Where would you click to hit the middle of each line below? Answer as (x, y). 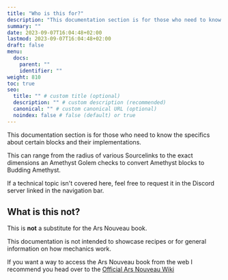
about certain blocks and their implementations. (74, 142)
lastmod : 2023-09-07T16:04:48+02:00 (59, 39)
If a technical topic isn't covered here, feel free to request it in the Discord (111, 183)
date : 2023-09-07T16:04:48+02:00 (55, 33)
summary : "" (24, 26)
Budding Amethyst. (34, 170)
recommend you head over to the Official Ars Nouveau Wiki (91, 269)
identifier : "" (41, 71)
